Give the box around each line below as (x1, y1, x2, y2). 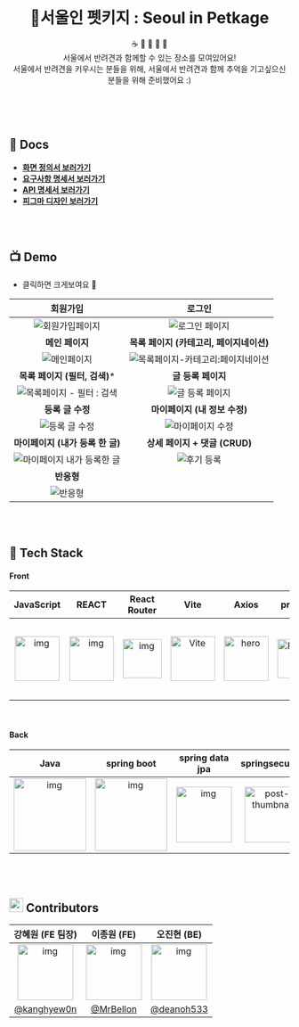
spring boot (106, 758, 157, 770)
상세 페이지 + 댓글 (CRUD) (146, 437, 252, 449)
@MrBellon (90, 1003, 138, 1015)
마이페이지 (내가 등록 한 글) (13, 437, 121, 449)
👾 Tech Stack (9, 545, 84, 561)
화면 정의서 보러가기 (21, 161, 92, 173)
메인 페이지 (44, 336, 89, 349)
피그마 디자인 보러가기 (21, 195, 99, 206)
